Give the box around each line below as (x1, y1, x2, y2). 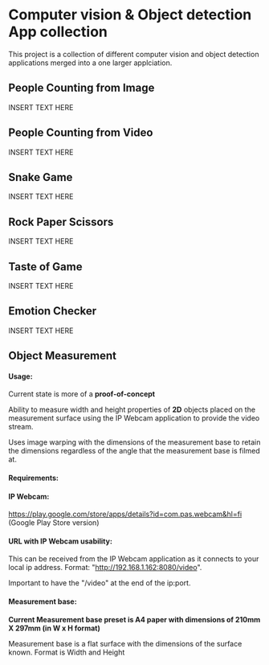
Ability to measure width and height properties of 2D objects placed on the (8, 404, 255, 415)
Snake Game (8, 170, 73, 184)
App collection (8, 23, 108, 41)
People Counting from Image (8, 81, 155, 95)
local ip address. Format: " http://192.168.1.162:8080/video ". (8, 563, 202, 573)
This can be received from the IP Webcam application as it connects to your (8, 554, 259, 564)
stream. (8, 422, 34, 432)
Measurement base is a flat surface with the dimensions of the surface (8, 638, 243, 648)
